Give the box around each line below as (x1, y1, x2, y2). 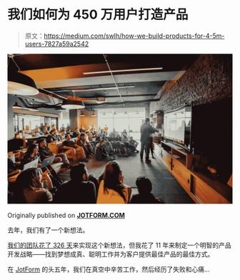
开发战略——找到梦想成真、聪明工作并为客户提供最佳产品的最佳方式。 (7, 249, 214, 258)
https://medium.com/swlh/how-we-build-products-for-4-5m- (44, 31, 225, 40)
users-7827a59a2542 (24, 39, 89, 48)
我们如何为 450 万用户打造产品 (7, 6, 189, 23)
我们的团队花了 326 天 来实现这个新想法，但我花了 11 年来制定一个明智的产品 (7, 241, 232, 249)
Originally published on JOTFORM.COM (7, 211, 125, 219)
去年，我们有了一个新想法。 (7, 226, 89, 234)
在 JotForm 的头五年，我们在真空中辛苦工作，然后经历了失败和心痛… (7, 265, 210, 274)
